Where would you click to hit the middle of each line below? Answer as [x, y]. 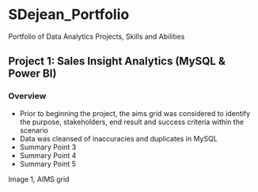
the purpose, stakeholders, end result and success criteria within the [131, 122]
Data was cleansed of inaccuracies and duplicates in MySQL [118, 138]
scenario [34, 130]
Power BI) [32, 74]
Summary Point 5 [48, 164]
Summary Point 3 [48, 147]
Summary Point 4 [48, 155]
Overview [27, 96]
